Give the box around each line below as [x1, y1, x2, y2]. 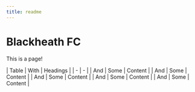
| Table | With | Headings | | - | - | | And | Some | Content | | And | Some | [6, 67, 187, 74]
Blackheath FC [6, 34, 82, 48]
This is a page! [6, 55, 43, 62]
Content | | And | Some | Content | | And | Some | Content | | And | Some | [6, 73, 190, 80]
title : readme [6, 8, 42, 15]
